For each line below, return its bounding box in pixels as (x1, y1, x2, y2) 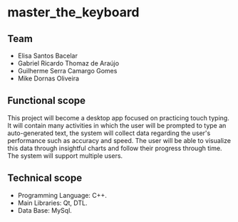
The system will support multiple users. (7, 151, 123, 160)
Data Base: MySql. (17, 206, 73, 214)
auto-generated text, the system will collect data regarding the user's (7, 129, 211, 137)
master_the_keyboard (7, 4, 140, 21)
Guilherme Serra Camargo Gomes (17, 67, 118, 75)
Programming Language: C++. (17, 191, 107, 199)
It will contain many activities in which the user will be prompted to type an (7, 121, 227, 129)
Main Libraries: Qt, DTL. (17, 199, 88, 207)
